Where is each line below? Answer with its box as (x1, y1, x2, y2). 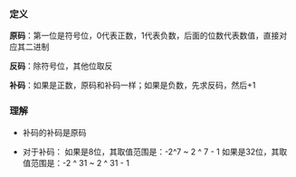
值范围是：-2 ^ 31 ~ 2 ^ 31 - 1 (22, 157, 129, 168)
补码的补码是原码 (22, 126, 87, 137)
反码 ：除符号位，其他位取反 (9, 61, 113, 71)
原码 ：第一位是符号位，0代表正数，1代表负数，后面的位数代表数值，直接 (9, 30, 280, 42)
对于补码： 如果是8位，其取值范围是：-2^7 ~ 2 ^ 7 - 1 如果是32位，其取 (22, 146, 288, 157)
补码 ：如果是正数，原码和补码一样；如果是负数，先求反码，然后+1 (9, 79, 256, 91)
